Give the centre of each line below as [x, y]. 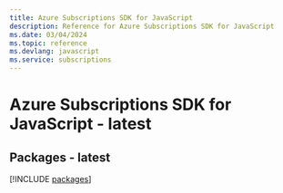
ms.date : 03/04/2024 [49, 34]
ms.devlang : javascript [55, 52]
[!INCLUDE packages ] [51, 179]
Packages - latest [60, 157]
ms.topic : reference [49, 43]
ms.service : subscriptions [61, 60]
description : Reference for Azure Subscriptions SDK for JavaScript [142, 26]
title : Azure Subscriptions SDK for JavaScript [101, 18]
